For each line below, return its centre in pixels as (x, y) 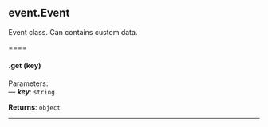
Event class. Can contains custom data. (73, 32)
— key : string (32, 92)
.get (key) (25, 66)
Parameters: (28, 83)
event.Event (39, 13)
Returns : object (35, 107)
